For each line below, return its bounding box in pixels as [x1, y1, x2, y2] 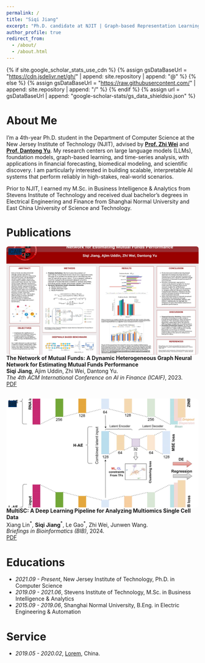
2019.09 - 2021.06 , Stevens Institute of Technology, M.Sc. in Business [15, 588, 191, 596]
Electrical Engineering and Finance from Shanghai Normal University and [6, 198, 190, 205]
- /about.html [12, 49, 48, 55]
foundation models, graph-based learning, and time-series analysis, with [6, 153, 189, 160]
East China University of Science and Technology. [6, 204, 132, 211]
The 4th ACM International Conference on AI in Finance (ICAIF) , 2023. [6, 374, 183, 381]
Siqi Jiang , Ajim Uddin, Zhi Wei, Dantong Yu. [6, 367, 118, 375]
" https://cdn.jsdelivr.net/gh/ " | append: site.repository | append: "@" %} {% [6, 72, 196, 80]
